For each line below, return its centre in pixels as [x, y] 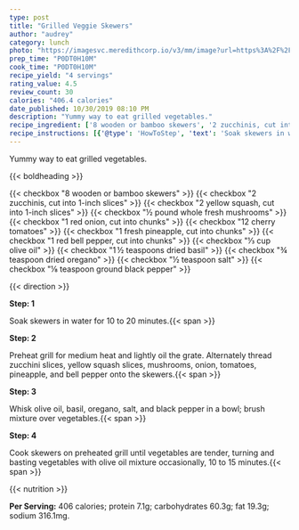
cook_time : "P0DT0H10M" [53, 68]
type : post [29, 17]
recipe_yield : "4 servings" [61, 76]
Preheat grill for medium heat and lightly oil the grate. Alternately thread [141, 355]
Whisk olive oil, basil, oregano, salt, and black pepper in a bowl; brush [137, 408]
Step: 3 [23, 391]
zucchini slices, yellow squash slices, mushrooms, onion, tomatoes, [133, 364]
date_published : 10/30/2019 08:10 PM [79, 109]
